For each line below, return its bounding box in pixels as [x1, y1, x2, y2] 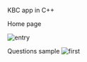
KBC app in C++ [7, 6, 55, 14]
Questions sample [7, 47, 60, 55]
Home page [7, 20, 42, 27]
